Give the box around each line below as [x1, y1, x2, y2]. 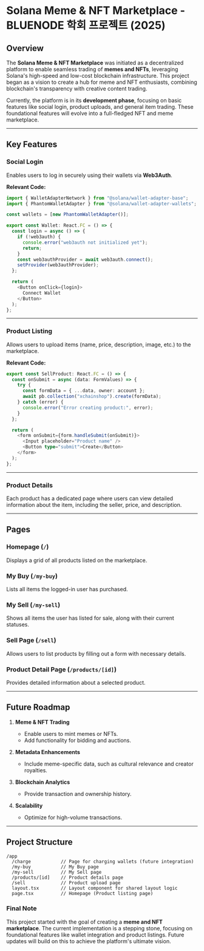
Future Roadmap [6, 702, 70, 713]
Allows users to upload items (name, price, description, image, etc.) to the [6, 341, 191, 348]
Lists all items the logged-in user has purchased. [6, 586, 129, 593]
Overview [6, 43, 44, 53]
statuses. [6, 621, 29, 628]
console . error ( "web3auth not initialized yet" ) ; [22, 239, 148, 245]
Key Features [6, 139, 58, 149]
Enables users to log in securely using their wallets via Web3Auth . [6, 171, 173, 179]
